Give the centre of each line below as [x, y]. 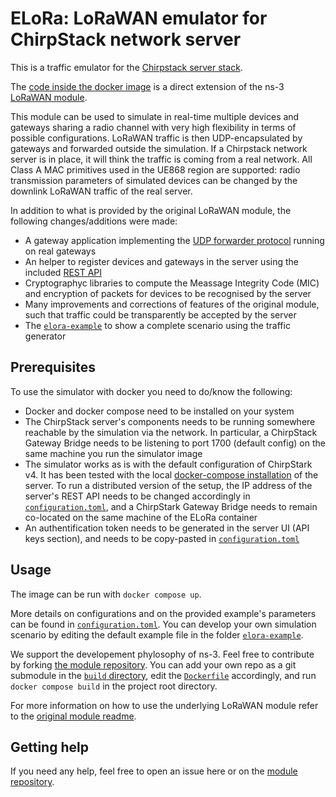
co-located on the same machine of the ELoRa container [141, 517]
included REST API [63, 272]
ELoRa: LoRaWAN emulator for [139, 18]
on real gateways [60, 251]
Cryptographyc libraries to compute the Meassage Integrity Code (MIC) [172, 283]
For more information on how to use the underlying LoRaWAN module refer [164, 705]
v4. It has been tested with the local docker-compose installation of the [171, 474]
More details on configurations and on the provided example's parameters [163, 613]
